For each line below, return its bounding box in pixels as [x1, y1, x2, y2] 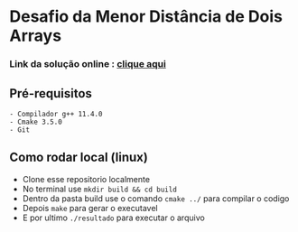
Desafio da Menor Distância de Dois [9, 6, 283, 27]
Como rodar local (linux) [9, 150, 149, 165]
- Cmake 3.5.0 [9, 117, 63, 126]
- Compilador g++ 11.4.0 [9, 109, 103, 118]
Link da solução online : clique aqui [9, 58, 167, 70]
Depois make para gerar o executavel [22, 202, 158, 213]
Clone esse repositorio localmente [22, 173, 151, 184]
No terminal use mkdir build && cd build [22, 183, 178, 194]
